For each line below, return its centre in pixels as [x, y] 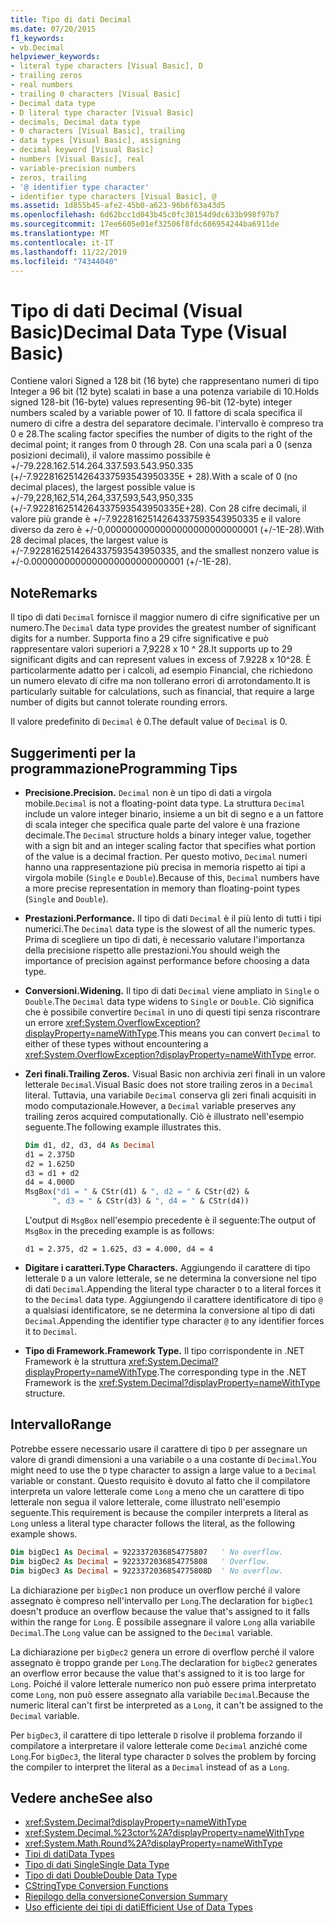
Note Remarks [54, 592]
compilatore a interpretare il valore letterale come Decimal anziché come [159, 1745]
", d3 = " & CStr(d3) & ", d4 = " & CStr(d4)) [150, 1201]
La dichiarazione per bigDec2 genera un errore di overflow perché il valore [162, 1652]
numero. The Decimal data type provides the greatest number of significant [163, 628]
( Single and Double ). [66, 898]
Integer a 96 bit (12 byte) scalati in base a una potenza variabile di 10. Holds [165, 392]
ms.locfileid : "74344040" [64, 261]
